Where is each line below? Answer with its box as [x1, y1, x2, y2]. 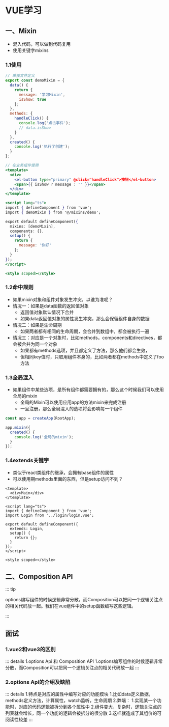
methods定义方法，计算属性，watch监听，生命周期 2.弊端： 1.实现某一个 [5, 697, 157, 704]
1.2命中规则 [5, 284, 34, 291]
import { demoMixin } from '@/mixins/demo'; [5, 210, 101, 215]
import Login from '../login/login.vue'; [5, 513, 94, 518]
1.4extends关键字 [5, 457, 49, 464]
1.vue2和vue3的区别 [5, 646, 56, 653]
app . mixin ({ [5, 425, 30, 430]
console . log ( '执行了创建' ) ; [14, 144, 70, 149]
